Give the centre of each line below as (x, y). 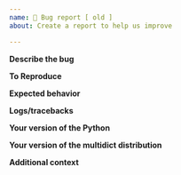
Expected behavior (45, 93)
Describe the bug (42, 59)
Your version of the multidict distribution (86, 145)
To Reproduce (35, 76)
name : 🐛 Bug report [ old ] (61, 17)
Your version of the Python (60, 127)
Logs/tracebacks (41, 110)
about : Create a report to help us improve (91, 26)
